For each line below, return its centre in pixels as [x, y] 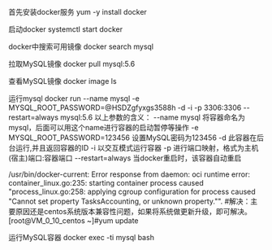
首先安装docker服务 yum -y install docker [78, 12]
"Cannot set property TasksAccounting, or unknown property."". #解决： [130, 201]
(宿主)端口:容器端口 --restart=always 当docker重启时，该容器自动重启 [125, 158]
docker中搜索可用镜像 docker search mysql [81, 46]
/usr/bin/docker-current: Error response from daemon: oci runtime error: [129, 174]
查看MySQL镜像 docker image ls [63, 81]
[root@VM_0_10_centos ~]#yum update [74, 221]
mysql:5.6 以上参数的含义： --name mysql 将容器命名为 [153, 117]
